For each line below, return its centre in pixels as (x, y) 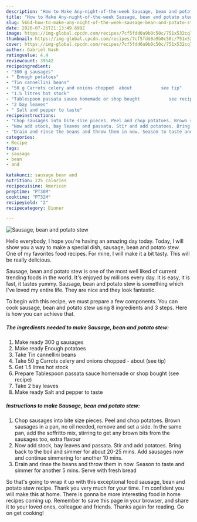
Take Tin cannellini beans (45, 355)
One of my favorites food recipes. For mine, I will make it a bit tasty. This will (98, 254)
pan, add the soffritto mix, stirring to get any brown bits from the (92, 433)
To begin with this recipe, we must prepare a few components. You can (92, 302)
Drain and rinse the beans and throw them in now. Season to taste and (99, 464)
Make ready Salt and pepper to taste (59, 392)
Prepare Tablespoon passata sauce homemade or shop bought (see (97, 373)
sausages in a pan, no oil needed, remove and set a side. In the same (98, 427)
